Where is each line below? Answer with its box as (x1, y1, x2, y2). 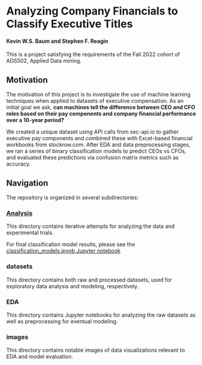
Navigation (6, 178, 48, 188)
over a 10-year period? (6, 117, 65, 124)
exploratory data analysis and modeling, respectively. (6, 282, 139, 289)
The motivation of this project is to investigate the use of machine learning (6, 91, 191, 98)
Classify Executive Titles (6, 17, 133, 31)
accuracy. (6, 160, 31, 167)
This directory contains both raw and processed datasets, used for (6, 276, 172, 283)
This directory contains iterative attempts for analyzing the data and (6, 222, 175, 230)
